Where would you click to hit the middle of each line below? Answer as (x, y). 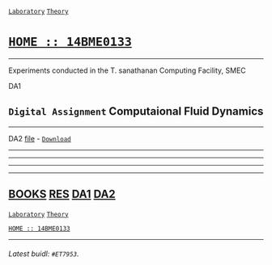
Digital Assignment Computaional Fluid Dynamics (136, 111)
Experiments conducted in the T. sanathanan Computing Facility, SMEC (127, 70)
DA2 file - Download (40, 138)
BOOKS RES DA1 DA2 (62, 194)
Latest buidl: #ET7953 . (44, 254)
